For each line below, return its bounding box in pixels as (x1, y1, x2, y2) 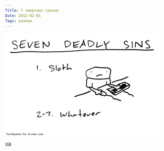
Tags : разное (5, 18, 32, 23)
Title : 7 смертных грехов (5, 8, 58, 13)
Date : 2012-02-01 (5, 13, 41, 18)
